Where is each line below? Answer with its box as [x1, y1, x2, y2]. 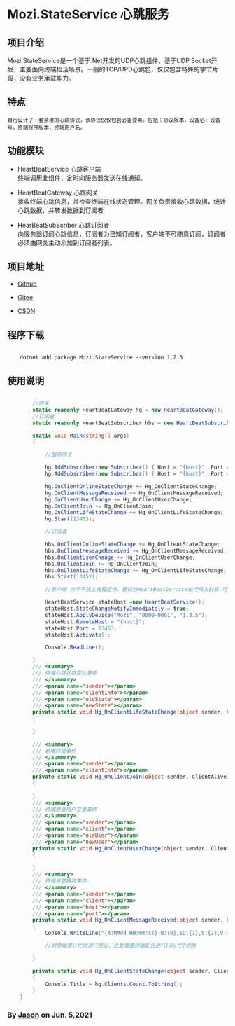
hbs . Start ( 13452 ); [44, 574, 99, 581]
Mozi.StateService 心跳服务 [7, 6, 170, 22]
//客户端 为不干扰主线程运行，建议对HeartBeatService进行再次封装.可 [44, 586, 227, 593]
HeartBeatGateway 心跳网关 [17, 188, 99, 197]
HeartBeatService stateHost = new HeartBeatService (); [44, 599, 205, 606]
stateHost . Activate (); [44, 631, 111, 638]
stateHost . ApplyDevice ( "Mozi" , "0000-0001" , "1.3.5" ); [44, 611, 208, 618]
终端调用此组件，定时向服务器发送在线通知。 [17, 173, 147, 182]
